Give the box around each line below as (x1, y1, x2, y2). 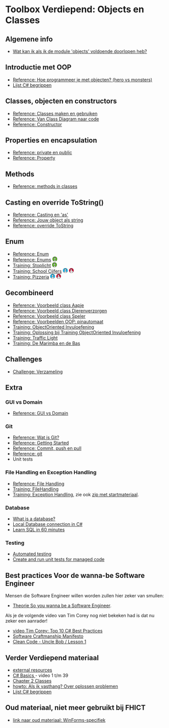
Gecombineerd (5, 288, 53, 297)
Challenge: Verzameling (12, 369, 63, 375)
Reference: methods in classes (12, 183, 78, 189)
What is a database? (12, 516, 55, 522)
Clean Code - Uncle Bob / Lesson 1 (12, 639, 87, 645)
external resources (12, 667, 52, 673)
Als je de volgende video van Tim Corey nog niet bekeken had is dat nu (5, 613, 155, 619)
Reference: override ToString (12, 223, 74, 229)
